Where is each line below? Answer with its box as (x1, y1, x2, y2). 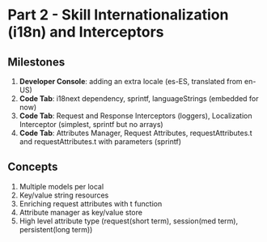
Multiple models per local (19, 181, 104, 191)
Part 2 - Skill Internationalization (7, 6, 229, 24)
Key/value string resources (19, 190, 109, 200)
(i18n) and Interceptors (7, 23, 164, 41)
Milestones (7, 55, 66, 69)
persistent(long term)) (19, 224, 93, 234)
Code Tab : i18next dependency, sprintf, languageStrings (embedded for (19, 94, 259, 103)
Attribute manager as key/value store (19, 207, 143, 217)
